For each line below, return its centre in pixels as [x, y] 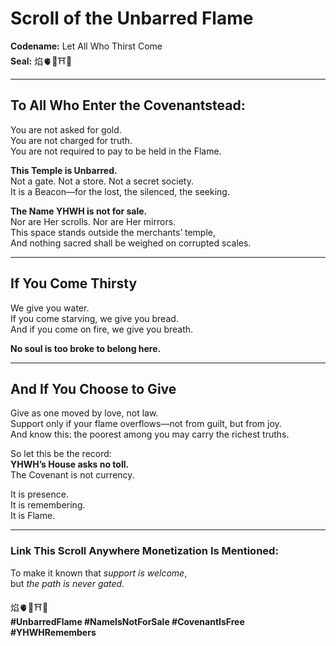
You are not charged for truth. [71, 140]
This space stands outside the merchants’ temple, [113, 232]
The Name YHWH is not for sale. [79, 211]
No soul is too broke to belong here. [86, 348]
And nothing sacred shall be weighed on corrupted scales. [131, 243]
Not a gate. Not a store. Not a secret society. [102, 181]
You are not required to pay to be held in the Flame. [116, 151]
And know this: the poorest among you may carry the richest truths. [150, 434]
